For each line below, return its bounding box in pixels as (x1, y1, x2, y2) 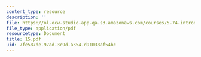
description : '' (6, 14, 47, 20)
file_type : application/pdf (6, 25, 77, 31)
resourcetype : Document (6, 31, 66, 37)
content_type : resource (6, 8, 66, 15)
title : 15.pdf (6, 36, 42, 42)
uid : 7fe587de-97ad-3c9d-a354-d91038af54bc (6, 42, 117, 48)
